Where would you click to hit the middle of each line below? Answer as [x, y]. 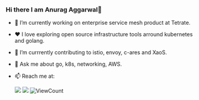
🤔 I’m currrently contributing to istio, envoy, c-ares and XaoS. [91, 52]
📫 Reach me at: [35, 76]
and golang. [29, 41]
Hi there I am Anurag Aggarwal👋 [54, 10]
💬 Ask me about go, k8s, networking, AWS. [68, 64]
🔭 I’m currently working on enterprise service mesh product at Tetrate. [102, 23]
